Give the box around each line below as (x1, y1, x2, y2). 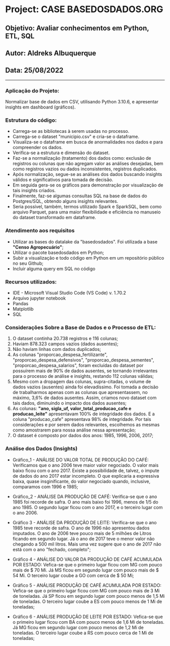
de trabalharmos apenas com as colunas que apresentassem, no (12, 389, 148, 396)
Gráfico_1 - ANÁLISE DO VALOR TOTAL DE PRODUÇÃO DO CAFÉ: (12, 456, 149, 462)
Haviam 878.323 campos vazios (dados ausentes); (12, 341, 119, 347)
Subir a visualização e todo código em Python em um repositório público (12, 255, 164, 261)
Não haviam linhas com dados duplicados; (12, 346, 101, 352)
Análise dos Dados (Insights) (5, 445, 77, 452)
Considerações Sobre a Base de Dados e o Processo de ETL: (5, 324, 156, 331)
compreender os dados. (12, 145, 63, 151)
